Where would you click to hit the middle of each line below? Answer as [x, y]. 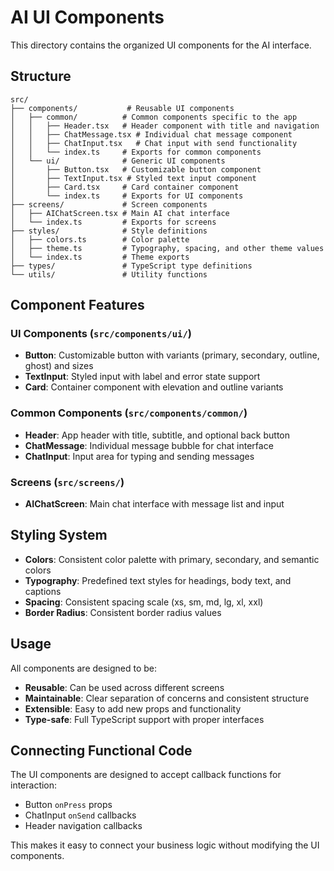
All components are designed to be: [84, 668]
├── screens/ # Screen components [109, 204]
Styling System [59, 535]
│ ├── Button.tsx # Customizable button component [136, 169]
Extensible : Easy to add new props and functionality [133, 708]
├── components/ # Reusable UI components [122, 108]
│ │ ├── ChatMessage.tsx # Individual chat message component [151, 134]
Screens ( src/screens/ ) [67, 482]
